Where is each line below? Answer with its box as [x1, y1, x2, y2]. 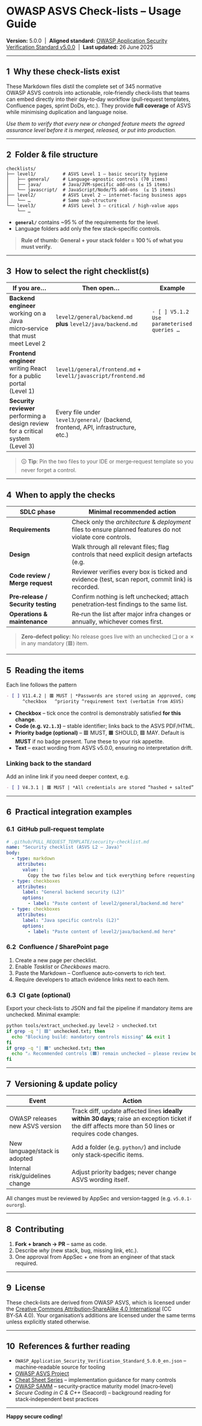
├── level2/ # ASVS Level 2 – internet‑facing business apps [6, 192, 187, 198]
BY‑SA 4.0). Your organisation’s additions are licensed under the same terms [6, 1311, 196, 1319]
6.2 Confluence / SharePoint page [6, 943, 109, 951]
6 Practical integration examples [6, 807, 132, 817]
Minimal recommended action [88, 508, 176, 516]
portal [9, 379, 26, 388]
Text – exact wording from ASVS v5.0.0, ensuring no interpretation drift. [14, 744, 193, 751]
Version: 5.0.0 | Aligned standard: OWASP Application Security [6, 37, 168, 44]
